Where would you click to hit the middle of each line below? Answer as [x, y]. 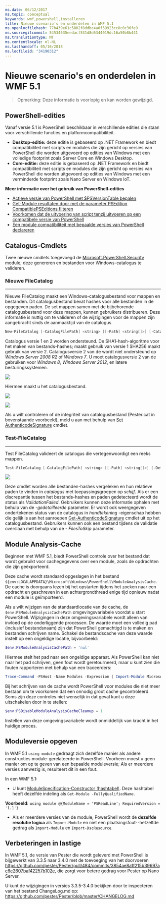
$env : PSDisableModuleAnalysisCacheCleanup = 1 [54, 711]
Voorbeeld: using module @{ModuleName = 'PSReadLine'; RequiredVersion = [83, 803]
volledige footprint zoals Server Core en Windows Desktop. [73, 158]
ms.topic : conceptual [27, 14]
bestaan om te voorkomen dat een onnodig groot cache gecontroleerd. [77, 691]
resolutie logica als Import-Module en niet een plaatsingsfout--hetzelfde [85, 822]
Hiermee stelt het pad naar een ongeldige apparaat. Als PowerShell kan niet [82, 657]
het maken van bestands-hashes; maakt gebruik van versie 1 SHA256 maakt [83, 346]
